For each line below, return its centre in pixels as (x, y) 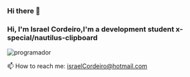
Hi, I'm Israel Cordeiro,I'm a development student (91, 29)
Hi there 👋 (24, 11)
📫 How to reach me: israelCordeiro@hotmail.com (77, 66)
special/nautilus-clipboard (52, 37)
